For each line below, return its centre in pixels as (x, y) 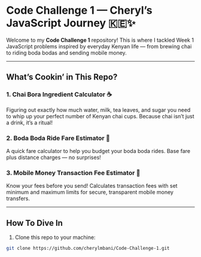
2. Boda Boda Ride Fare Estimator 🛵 (58, 138)
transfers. (18, 198)
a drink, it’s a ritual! (29, 123)
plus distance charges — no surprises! (54, 157)
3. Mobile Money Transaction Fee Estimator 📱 (73, 173)
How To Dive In (34, 223)
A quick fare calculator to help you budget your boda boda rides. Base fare (98, 151)
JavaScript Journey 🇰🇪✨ (71, 23)
